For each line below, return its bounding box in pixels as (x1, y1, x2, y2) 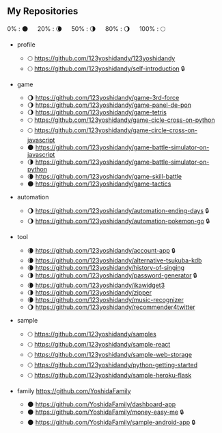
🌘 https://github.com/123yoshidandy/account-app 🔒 (27, 246, 176, 254)
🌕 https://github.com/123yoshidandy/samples (27, 330, 157, 338)
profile (16, 40, 36, 49)
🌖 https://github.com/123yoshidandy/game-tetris (27, 108, 167, 116)
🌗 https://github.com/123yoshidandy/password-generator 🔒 (27, 271, 197, 280)
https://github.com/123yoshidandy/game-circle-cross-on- (33, 126, 198, 134)
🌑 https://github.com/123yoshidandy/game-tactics (27, 180, 171, 188)
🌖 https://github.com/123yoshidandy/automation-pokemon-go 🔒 (27, 216, 210, 225)
